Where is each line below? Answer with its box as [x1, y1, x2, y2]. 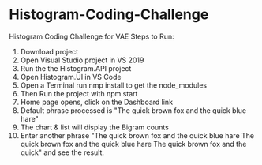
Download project [20, 47, 79, 56]
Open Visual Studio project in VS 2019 [20, 55, 144, 65]
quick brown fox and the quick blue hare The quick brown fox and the [20, 139, 247, 148]
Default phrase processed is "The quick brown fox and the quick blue [20, 105, 247, 115]
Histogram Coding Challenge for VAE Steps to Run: [9, 32, 174, 41]
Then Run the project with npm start [20, 88, 138, 98]
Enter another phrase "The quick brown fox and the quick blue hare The [20, 130, 255, 140]
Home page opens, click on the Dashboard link [20, 97, 173, 107]
